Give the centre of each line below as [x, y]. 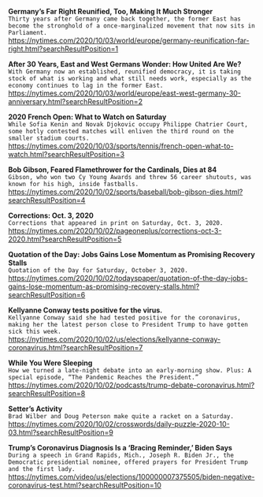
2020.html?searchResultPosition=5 [65, 239]
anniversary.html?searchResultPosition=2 [76, 101]
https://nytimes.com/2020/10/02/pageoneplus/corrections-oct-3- [115, 231]
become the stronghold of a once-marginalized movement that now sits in [132, 26]
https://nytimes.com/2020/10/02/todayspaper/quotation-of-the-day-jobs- [128, 278]
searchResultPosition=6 [47, 295]
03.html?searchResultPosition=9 [61, 432]
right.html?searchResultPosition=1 [63, 49]
